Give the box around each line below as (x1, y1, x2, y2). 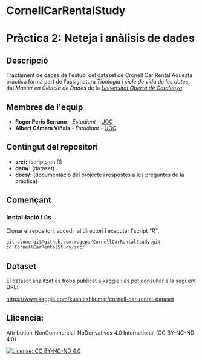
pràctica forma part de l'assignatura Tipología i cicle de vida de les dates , (6, 78, 191, 85)
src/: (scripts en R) (15, 158, 62, 165)
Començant (6, 195, 51, 205)
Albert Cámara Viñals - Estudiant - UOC (15, 125, 117, 132)
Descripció (6, 55, 48, 65)
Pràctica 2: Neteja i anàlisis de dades (6, 32, 195, 45)
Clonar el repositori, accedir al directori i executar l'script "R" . (6, 227, 160, 234)
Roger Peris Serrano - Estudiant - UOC (15, 118, 114, 125)
